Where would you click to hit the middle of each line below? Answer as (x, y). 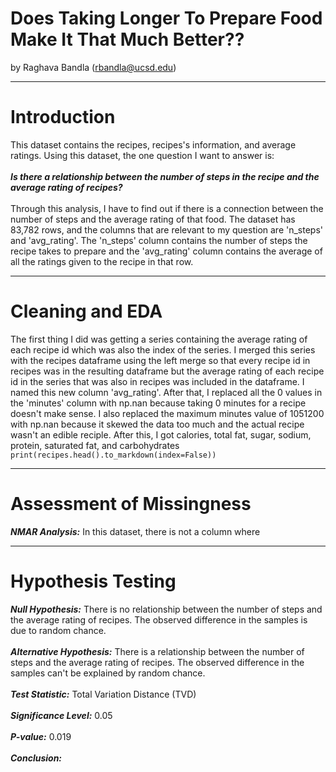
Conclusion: (36, 758)
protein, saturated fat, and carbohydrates (95, 445)
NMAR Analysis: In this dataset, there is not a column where (135, 531)
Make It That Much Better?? (127, 39)
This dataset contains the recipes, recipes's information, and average (153, 144)
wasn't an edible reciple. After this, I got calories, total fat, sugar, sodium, (161, 434)
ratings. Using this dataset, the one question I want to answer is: (142, 155)
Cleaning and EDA (86, 311)
